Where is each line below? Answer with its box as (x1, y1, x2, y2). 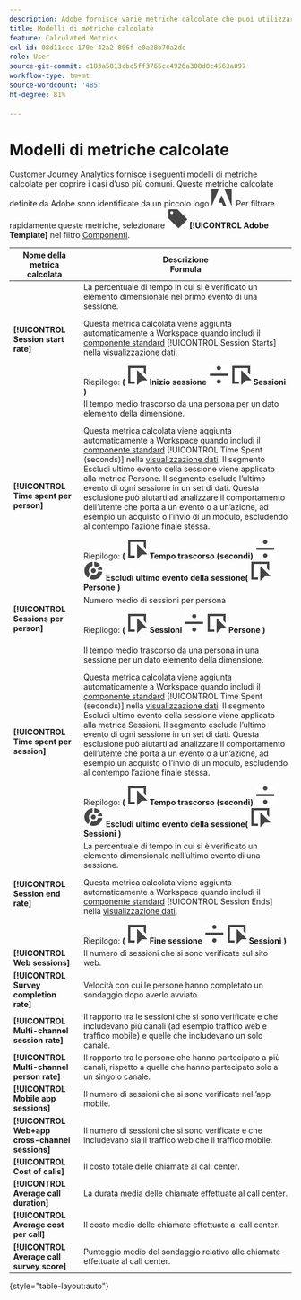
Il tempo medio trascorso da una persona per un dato (83, 399, 279, 409)
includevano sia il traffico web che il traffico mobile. (83, 1134, 273, 1145)
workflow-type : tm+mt (9, 72, 90, 81)
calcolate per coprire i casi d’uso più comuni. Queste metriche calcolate (9, 179, 274, 189)
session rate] (13, 1035, 64, 1046)
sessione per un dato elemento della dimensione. (83, 654, 264, 664)
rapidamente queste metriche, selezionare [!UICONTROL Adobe (9, 220, 269, 231)
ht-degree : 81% (9, 90, 66, 99)
